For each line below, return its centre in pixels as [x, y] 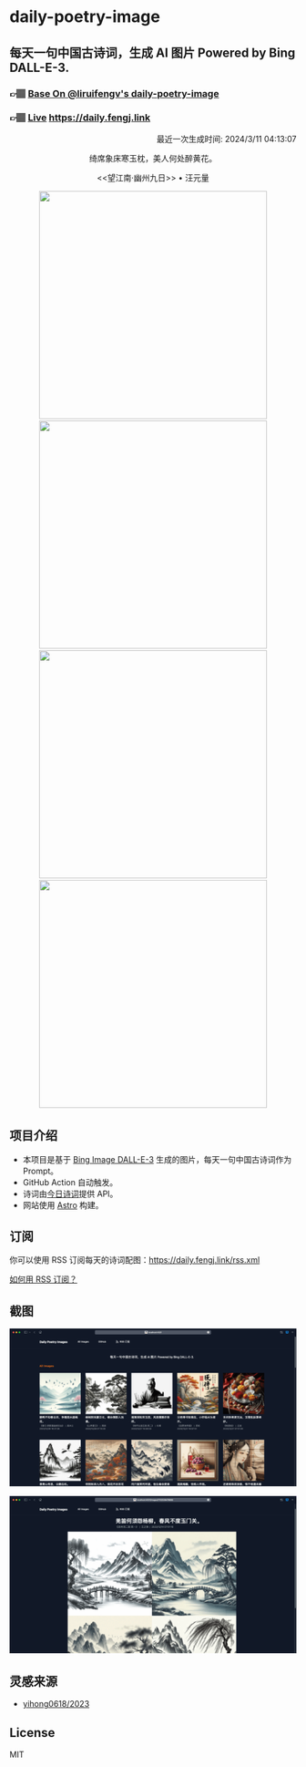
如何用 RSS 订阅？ [43, 1279]
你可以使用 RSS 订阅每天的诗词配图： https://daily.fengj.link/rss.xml [135, 1260]
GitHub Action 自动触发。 [70, 1182]
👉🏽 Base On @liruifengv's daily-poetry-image [114, 93]
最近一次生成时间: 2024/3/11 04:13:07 [226, 139]
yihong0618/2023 [56, 1704]
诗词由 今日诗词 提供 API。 [70, 1193]
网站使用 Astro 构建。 [63, 1204]
